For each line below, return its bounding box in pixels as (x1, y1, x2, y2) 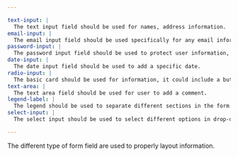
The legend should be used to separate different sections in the (13, 102, 214, 110)
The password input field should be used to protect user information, (13, 50, 230, 57)
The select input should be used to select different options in (13, 116, 211, 123)
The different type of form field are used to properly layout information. (7, 141, 215, 150)
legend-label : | (7, 96, 55, 103)
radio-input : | (7, 69, 52, 77)
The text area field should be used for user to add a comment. (13, 90, 208, 97)
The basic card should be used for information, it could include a (13, 76, 220, 83)
